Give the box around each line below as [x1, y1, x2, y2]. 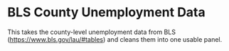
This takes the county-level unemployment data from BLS [7, 28, 176, 36]
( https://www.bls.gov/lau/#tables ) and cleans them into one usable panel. [7, 35, 223, 43]
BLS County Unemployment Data [7, 4, 206, 21]
